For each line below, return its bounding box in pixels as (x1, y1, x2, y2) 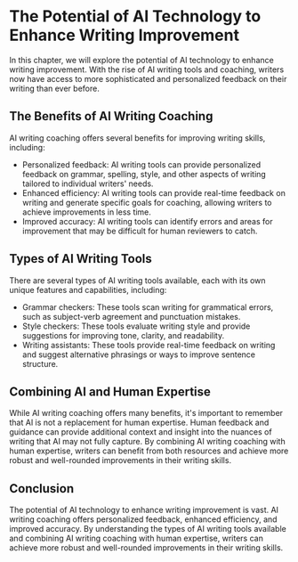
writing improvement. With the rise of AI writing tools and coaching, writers (9, 64, 285, 75)
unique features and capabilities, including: (9, 284, 167, 295)
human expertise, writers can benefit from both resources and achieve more (9, 445, 289, 456)
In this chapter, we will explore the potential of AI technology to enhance (9, 54, 274, 65)
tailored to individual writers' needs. (21, 178, 154, 189)
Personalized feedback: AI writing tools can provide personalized (21, 159, 262, 170)
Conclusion (9, 481, 75, 496)
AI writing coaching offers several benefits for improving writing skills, (9, 132, 266, 143)
